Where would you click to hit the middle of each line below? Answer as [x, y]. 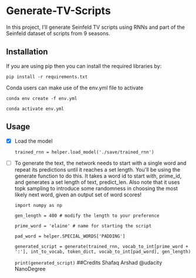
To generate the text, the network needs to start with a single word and [100, 163]
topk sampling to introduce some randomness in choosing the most [96, 188]
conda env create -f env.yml [42, 98]
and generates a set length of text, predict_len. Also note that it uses [97, 182]
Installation [27, 52]
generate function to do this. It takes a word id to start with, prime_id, [98, 176]
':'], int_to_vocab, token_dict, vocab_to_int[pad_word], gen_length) [103, 252]
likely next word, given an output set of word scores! [78, 195]
